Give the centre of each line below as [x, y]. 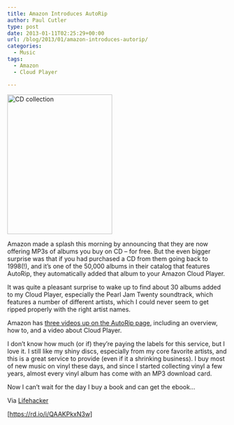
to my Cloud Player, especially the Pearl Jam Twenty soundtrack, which [110, 294]
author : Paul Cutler [37, 20]
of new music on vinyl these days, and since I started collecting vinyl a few [115, 366]
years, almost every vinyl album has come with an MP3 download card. [110, 373]
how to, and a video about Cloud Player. [65, 330]
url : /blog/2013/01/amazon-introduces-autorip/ [78, 40]
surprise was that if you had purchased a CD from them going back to [108, 258]
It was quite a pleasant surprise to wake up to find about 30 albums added [114, 287]
